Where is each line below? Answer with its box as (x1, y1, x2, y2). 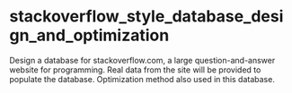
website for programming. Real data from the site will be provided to (9, 64, 261, 75)
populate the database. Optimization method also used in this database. (9, 73, 276, 84)
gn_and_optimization (9, 25, 170, 46)
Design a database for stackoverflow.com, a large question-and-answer (9, 55, 276, 65)
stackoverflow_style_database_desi (9, 6, 284, 27)
